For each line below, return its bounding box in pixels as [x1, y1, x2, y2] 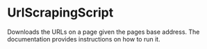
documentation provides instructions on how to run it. [7, 35, 161, 43]
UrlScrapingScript [7, 5, 114, 21]
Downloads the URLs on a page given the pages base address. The [7, 28, 200, 36]
